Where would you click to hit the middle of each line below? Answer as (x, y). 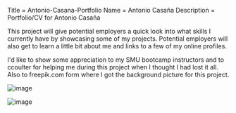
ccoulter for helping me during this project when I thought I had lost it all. (113, 67)
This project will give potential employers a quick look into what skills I (109, 31)
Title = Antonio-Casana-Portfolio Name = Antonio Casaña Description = (111, 10)
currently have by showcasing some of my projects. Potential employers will (118, 39)
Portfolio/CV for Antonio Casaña (54, 18)
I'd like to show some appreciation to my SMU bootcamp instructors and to (116, 60)
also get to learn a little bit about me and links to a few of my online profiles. (117, 46)
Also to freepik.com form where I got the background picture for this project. (118, 74)
